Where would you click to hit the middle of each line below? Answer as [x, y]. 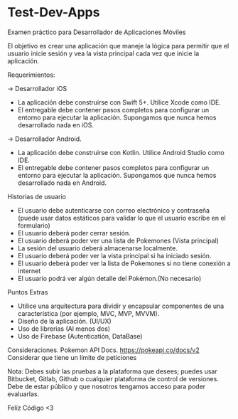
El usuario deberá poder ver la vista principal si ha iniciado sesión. [114, 255]
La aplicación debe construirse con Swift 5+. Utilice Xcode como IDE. [119, 102]
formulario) [34, 226]
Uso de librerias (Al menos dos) [64, 329]
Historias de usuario [37, 196]
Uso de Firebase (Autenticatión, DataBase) [80, 336]
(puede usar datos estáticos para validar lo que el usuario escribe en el [121, 218]
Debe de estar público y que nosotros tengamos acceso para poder [107, 386]
